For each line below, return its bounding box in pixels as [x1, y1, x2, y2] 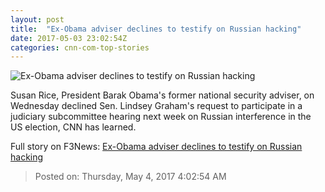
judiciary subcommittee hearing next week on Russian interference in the [10, 111, 312, 123]
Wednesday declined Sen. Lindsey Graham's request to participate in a [10, 100, 303, 112]
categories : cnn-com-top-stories [10, 42, 150, 53]
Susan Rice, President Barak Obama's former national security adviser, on [10, 89, 315, 101]
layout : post [10, 14, 65, 25]
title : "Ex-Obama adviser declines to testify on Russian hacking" [10, 24, 302, 34]
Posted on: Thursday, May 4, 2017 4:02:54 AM [34, 171, 227, 183]
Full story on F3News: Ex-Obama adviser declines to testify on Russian [10, 141, 303, 153]
